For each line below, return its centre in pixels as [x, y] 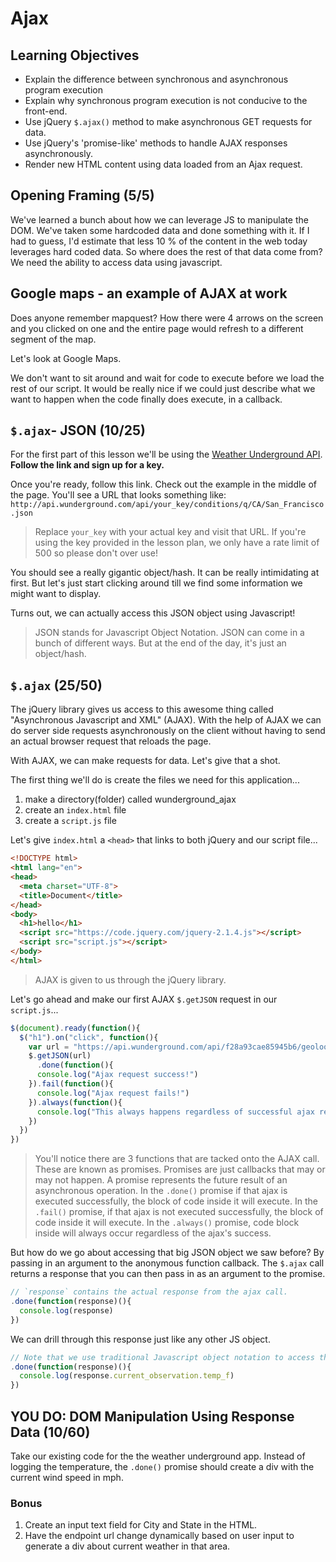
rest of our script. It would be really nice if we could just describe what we [163, 388]
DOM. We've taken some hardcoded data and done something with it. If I [160, 230]
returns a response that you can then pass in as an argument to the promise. [168, 1274]
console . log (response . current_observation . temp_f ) [127, 1376]
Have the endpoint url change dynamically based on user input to [159, 1536]
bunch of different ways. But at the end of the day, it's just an [160, 643]
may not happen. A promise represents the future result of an [161, 1180]
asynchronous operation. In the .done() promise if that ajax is [161, 1191]
